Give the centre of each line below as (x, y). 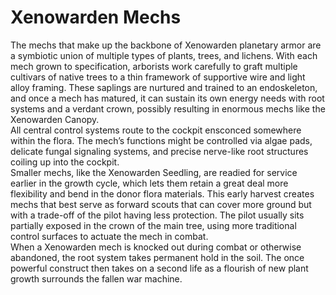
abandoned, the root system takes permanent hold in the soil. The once (157, 257)
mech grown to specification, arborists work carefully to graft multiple (154, 66)
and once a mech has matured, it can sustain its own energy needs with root (167, 98)
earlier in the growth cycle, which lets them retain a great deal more (149, 183)
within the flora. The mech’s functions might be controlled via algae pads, (161, 140)
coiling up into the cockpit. (65, 162)
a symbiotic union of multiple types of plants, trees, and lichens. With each (164, 55)
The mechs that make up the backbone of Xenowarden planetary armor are (166, 45)
